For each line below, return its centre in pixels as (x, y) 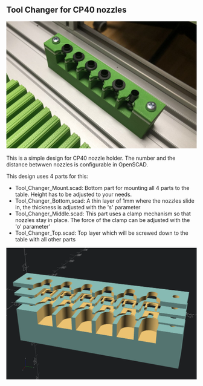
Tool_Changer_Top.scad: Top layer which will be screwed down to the (101, 233)
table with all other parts (45, 240)
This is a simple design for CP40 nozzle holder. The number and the (91, 158)
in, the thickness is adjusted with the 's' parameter (78, 208)
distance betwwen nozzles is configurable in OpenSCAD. (77, 165)
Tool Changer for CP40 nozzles (66, 10)
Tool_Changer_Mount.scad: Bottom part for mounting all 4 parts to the (102, 188)
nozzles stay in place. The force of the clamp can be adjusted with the (102, 220)
